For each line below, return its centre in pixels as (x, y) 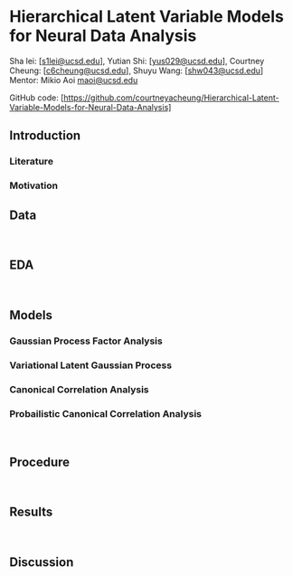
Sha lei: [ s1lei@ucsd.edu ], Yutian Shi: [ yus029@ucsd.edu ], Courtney (137, 61)
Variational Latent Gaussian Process (91, 365)
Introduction (45, 136)
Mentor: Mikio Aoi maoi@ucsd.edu (74, 80)
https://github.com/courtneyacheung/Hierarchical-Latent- (171, 98)
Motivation (34, 185)
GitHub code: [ (37, 98)
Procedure (40, 462)
